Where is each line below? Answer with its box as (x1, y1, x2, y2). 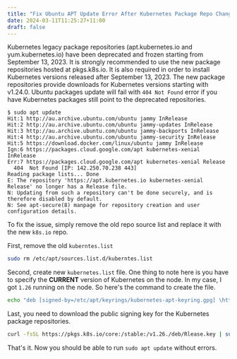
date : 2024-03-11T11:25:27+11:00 (7, 17, 106, 24)
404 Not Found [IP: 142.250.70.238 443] (13, 165, 138, 172)
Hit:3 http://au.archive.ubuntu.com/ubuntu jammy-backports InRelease (7, 128, 219, 135)
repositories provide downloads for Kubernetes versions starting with (7, 81, 209, 89)
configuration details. (7, 208, 78, 216)
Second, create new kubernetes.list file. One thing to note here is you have (7, 268, 229, 276)
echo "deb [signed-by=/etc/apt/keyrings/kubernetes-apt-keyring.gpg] (7, 297, 217, 304)
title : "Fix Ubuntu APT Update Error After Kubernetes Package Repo (7, 10, 213, 18)
